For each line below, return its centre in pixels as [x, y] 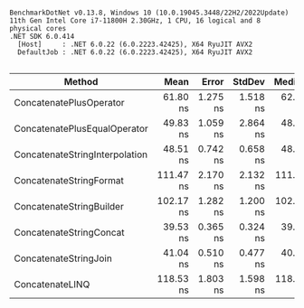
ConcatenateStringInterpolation [81, 154]
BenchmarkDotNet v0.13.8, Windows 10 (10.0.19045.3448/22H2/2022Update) [149, 13]
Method [81, 82]
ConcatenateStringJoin [63, 258]
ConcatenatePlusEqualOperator [81, 129]
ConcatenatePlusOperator [69, 103]
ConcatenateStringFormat [69, 180]
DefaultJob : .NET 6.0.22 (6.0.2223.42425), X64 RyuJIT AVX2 [135, 52]
